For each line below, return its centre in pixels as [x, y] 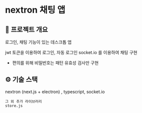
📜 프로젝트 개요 [26, 29]
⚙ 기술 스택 [22, 80]
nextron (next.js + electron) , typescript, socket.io [55, 92]
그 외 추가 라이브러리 [24, 101]
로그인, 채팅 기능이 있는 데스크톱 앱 [38, 42]
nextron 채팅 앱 [35, 10]
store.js [14, 106]
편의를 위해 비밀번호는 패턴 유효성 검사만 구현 [55, 63]
